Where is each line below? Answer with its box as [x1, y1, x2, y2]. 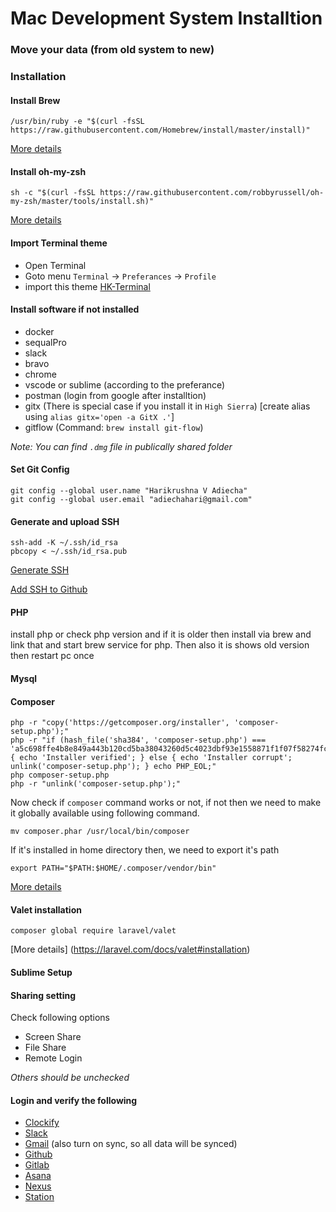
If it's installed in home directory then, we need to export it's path [10, 844, 280, 856]
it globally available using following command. [10, 807, 200, 819]
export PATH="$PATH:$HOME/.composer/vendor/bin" [10, 863, 217, 874]
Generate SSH [10, 564, 70, 576]
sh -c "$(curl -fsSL [10, 188, 97, 198]
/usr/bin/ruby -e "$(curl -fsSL [10, 117, 145, 127]
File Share [24, 1042, 67, 1054]
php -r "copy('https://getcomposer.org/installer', [10, 718, 230, 728]
